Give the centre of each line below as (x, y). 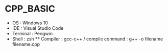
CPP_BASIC (30, 9)
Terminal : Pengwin (32, 33)
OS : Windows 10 (30, 23)
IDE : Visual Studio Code (38, 28)
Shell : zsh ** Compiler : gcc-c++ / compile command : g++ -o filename (88, 39)
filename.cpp (26, 44)
